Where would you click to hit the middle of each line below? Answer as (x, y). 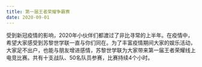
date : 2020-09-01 (28, 17)
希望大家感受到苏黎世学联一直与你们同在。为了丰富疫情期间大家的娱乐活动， (101, 42)
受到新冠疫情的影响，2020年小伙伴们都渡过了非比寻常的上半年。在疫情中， (100, 35)
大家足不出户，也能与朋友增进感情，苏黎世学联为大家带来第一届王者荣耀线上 (101, 50)
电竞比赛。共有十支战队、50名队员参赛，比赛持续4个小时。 (80, 57)
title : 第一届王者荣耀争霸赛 (38, 12)
